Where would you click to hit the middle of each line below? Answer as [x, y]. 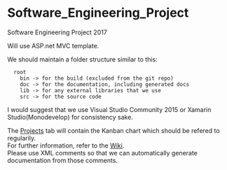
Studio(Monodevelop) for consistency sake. [70, 117]
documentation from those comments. [62, 160]
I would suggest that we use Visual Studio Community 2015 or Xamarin [109, 109]
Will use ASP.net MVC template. [53, 45]
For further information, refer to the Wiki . [66, 146]
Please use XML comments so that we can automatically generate [103, 153]
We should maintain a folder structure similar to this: [82, 59]
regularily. [22, 138]
